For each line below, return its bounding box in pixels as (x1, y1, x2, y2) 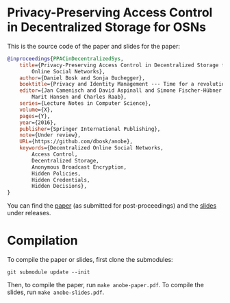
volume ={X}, (19, 106, 53, 113)
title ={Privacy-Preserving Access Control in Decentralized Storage (19, 62, 219, 69)
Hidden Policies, (31, 170, 81, 177)
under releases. (7, 209, 51, 217)
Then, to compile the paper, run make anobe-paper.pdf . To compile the (7, 281, 204, 289)
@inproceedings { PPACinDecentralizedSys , (7, 55, 125, 62)
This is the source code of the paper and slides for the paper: (7, 42, 180, 50)
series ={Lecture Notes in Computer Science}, (19, 100, 152, 107)
